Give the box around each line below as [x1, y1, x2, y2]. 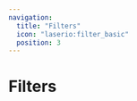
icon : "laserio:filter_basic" [16, 29, 129, 38]
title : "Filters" [16, 21, 81, 30]
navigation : [8, 13, 53, 22]
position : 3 [16, 38, 62, 47]
